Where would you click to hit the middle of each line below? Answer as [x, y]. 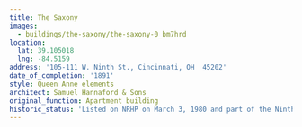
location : [28, 42]
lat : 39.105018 [46, 51]
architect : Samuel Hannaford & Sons [78, 92]
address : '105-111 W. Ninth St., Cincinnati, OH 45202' [118, 68]
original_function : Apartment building [84, 101]
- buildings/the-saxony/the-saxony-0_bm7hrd [102, 34]
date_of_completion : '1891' [62, 76]
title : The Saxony [44, 17]
